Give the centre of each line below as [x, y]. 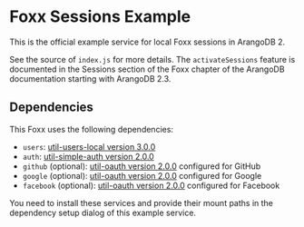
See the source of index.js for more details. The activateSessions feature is [152, 59]
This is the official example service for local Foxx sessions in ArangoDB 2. [147, 42]
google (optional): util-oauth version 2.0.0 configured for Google [142, 175]
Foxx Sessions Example [100, 17]
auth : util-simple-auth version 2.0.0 [88, 156]
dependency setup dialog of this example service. [103, 212]
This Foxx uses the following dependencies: [92, 129]
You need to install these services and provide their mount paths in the [142, 202]
